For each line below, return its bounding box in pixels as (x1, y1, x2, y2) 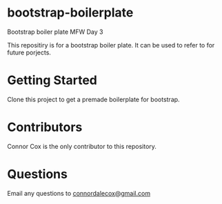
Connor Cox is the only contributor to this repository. (7, 142, 157, 150)
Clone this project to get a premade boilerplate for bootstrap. (7, 95, 181, 103)
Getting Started (7, 72, 98, 88)
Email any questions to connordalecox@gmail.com (7, 189, 150, 197)
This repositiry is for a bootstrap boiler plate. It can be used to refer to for (7, 41, 215, 49)
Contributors (7, 119, 83, 135)
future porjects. (7, 48, 52, 57)
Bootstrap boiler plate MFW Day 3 (7, 28, 103, 36)
